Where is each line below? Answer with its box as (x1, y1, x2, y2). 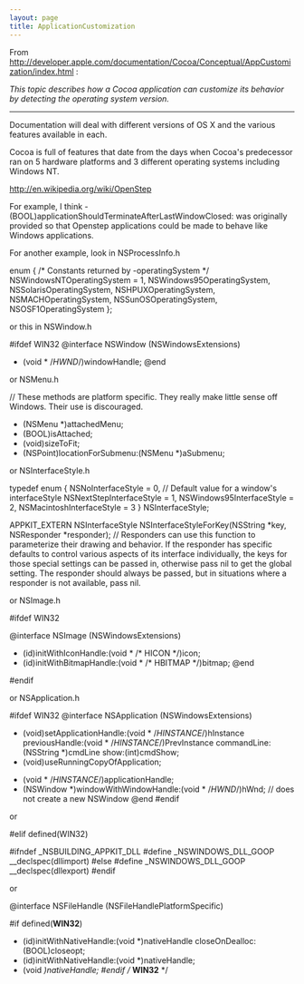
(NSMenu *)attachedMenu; (22, 418, 124, 429)
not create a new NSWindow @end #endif (22, 793, 180, 804)
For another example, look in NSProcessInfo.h (9, 247, 181, 258)
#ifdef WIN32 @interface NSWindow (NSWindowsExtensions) (9, 338, 242, 349)
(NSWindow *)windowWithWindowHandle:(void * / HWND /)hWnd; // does (22, 784, 295, 794)
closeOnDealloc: (194, 935, 256, 946)
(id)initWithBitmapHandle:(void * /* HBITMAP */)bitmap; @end (22, 657, 255, 667)
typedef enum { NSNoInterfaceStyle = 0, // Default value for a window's (9, 482, 278, 493)
